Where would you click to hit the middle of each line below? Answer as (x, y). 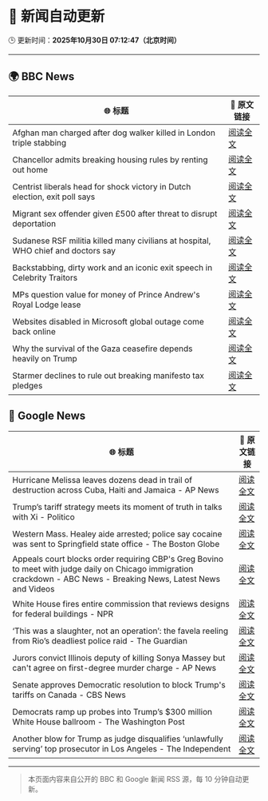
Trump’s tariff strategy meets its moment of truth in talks (117, 507)
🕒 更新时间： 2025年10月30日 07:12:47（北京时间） (95, 40)
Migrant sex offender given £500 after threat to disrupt (115, 213)
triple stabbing (39, 142)
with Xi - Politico (44, 516)
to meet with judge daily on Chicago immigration (103, 568)
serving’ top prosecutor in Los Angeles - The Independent (122, 748)
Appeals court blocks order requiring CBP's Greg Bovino (118, 559)
